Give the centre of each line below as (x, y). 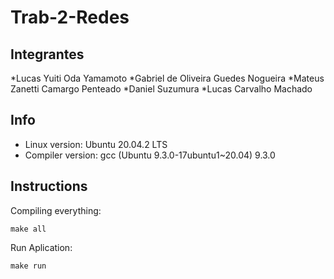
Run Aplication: (41, 247)
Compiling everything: (56, 210)
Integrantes (47, 54)
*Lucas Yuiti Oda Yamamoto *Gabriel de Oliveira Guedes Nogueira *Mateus (167, 78)
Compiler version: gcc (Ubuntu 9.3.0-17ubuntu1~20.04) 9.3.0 (150, 155)
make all (28, 229)
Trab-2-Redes (70, 17)
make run (28, 266)
